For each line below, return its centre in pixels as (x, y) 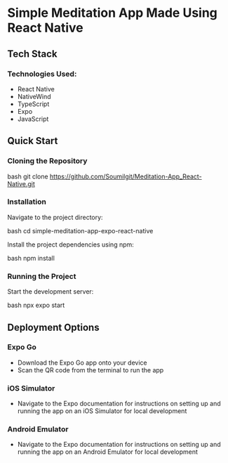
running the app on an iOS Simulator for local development (102, 411)
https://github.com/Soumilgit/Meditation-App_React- (126, 176)
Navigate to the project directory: (55, 217)
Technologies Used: (42, 74)
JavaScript (33, 119)
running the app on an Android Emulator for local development (108, 452)
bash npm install (31, 258)
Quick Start (33, 141)
